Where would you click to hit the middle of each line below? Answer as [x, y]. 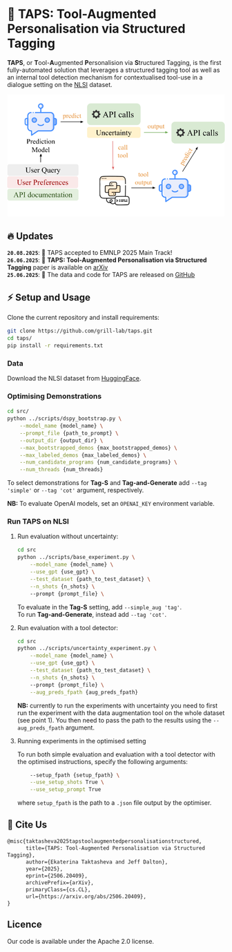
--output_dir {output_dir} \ [61, 440]
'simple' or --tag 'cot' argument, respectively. [76, 491]
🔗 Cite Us [27, 825]
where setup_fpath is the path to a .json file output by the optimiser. [114, 803]
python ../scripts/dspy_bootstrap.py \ [65, 419]
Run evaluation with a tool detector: [68, 627]
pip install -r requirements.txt [55, 345]
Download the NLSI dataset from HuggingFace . [74, 378]
